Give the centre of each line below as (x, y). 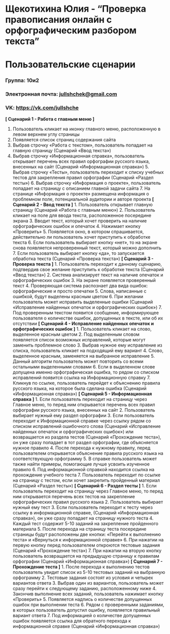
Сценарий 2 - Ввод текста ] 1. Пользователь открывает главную (83, 205)
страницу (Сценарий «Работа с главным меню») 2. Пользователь (84, 210)
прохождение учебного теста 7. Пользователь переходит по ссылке (87, 475)
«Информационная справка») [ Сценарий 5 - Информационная (82, 394)
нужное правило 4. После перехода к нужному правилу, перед (81, 448)
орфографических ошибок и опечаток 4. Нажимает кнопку (77, 226)
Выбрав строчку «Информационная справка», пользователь (78, 156)
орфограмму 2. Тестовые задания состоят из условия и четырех (83, 578)
